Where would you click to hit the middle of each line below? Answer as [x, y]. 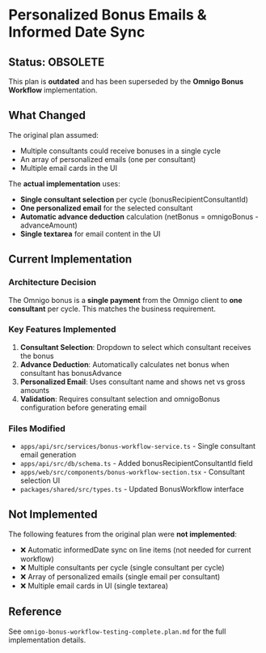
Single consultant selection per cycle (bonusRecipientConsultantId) [134, 199]
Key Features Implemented [62, 330]
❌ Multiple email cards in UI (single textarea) [94, 586]
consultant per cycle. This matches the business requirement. [112, 309]
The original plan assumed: [54, 134]
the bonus [37, 356]
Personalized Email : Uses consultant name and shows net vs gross [133, 382]
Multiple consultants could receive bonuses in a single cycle [120, 151]
